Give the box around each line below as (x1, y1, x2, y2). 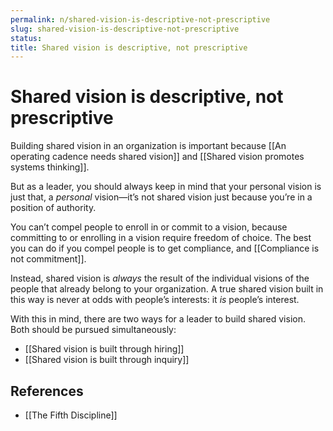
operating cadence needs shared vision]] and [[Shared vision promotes (10, 151, 305, 163)
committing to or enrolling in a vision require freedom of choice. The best (10, 232, 312, 244)
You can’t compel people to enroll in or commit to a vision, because (10, 221, 288, 233)
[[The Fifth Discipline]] (24, 409, 118, 421)
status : (10, 33, 43, 43)
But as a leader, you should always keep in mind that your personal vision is (10, 181, 322, 193)
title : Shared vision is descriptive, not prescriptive (10, 42, 248, 53)
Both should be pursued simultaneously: (10, 324, 177, 336)
